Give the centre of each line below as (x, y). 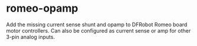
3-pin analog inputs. (30, 37)
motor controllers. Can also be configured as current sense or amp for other (98, 30)
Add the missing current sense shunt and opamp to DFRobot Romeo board (97, 24)
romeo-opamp (42, 8)
